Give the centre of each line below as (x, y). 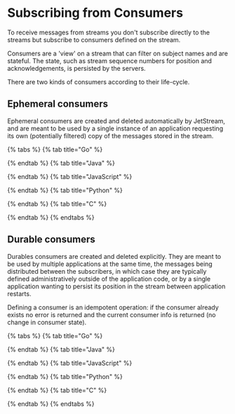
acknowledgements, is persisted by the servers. (76, 68)
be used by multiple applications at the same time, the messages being (110, 264)
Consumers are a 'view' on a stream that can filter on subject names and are (118, 53)
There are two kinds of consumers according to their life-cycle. (99, 81)
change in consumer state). (47, 322)
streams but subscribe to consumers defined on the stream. (94, 39)
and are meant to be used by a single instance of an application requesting (115, 128)
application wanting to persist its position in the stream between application (116, 286)
